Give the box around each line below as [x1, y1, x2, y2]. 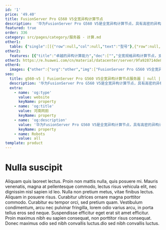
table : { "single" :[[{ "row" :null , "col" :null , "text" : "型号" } [9, 44, 132, 49]
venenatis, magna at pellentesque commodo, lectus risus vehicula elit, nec [5, 184, 157, 189]
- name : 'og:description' [14, 117, 68, 123]
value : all [18, 136, 41, 141]
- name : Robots [14, 132, 45, 137]
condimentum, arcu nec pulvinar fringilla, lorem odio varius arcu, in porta [5, 204, 154, 210]
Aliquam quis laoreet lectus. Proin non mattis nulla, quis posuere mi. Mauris [5, 178, 158, 184]
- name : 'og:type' [14, 90, 52, 95]
